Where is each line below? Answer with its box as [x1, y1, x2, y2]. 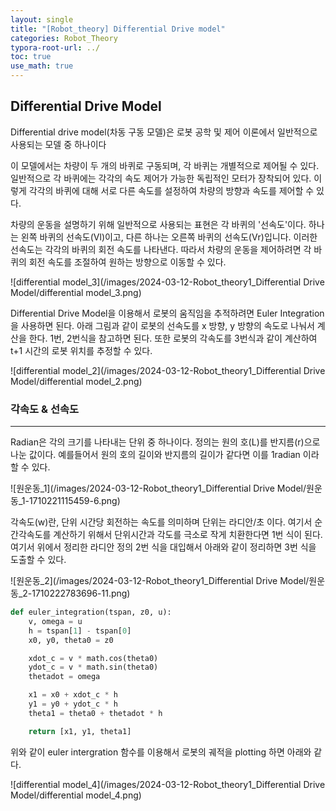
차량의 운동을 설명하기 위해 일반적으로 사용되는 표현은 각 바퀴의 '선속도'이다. [10, 218, 307, 230]
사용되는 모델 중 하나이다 [10, 138, 107, 150]
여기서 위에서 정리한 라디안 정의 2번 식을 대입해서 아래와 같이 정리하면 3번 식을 [10, 541, 317, 553]
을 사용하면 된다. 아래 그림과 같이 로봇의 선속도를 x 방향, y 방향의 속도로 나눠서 [10, 319, 315, 331]
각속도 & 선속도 [10, 402, 80, 416]
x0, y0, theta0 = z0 [28, 635, 114, 645]
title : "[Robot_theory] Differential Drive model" [10, 24, 226, 34]
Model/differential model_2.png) [10, 375, 143, 387]
